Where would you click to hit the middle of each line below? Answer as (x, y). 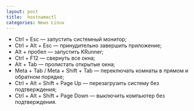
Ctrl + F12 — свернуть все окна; (55, 58)
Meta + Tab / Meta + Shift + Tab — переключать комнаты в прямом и (101, 71)
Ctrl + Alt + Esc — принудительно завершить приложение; (88, 45)
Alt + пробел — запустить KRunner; (59, 52)
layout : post (22, 12)
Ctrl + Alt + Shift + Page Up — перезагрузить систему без (87, 83)
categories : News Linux (35, 22)
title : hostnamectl (32, 17)
